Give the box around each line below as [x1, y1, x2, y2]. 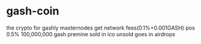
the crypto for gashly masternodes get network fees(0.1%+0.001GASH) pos [6, 24, 196, 31]
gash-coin [6, 4, 60, 18]
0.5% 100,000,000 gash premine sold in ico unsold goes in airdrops [6, 30, 175, 37]
